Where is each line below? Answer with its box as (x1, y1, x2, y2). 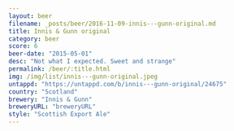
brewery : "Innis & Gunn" (8, 95, 93, 103)
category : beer (8, 34, 60, 43)
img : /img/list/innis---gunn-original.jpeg (8, 72, 158, 81)
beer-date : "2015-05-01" (8, 50, 93, 58)
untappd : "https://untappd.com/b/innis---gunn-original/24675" (8, 80, 227, 88)
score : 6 (8, 42, 38, 50)
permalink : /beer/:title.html (8, 65, 111, 73)
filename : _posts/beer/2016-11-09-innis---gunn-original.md (8, 20, 217, 28)
